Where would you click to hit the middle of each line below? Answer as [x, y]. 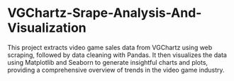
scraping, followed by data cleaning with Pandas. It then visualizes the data [117, 55]
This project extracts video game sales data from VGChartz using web [110, 47]
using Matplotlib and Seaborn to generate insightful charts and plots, [107, 62]
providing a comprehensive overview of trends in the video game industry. [116, 70]
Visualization [47, 28]
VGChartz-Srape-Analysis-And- [105, 13]
